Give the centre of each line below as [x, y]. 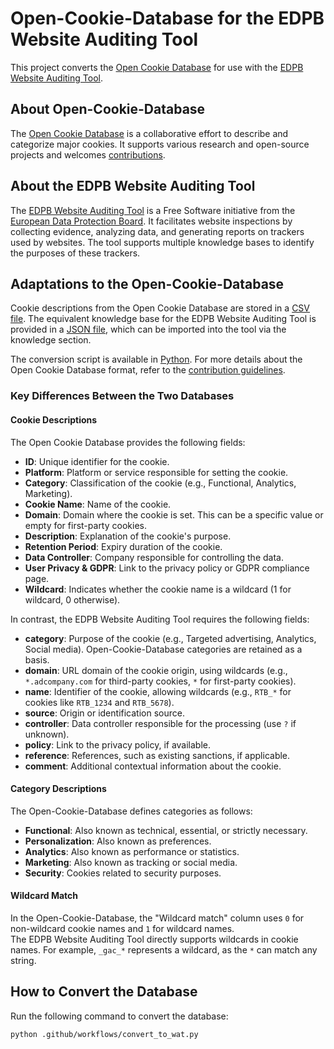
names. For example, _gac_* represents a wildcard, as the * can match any [164, 949]
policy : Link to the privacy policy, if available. [118, 744]
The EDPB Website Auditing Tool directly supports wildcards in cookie [154, 939]
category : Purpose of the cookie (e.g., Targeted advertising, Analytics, [170, 638]
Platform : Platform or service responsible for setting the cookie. [156, 472]
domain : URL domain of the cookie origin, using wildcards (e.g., [156, 670]
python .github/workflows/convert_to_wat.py [104, 1034]
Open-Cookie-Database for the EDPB [167, 18]
